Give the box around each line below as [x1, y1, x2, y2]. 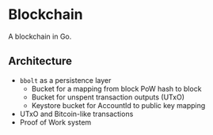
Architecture [8, 54, 73, 68]
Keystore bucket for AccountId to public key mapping [31, 100, 206, 110]
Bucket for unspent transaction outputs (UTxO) [31, 92, 184, 102]
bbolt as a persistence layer [19, 75, 112, 84]
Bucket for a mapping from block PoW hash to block [31, 84, 202, 93]
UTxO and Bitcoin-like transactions [19, 109, 134, 118]
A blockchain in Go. [8, 32, 72, 41]
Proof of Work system [19, 117, 92, 127]
